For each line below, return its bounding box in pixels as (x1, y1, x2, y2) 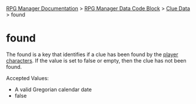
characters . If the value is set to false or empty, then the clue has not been (6, 57, 187, 64)
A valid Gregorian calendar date (14, 86, 92, 93)
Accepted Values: (6, 74, 49, 81)
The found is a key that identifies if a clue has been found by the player (6, 51, 178, 58)
